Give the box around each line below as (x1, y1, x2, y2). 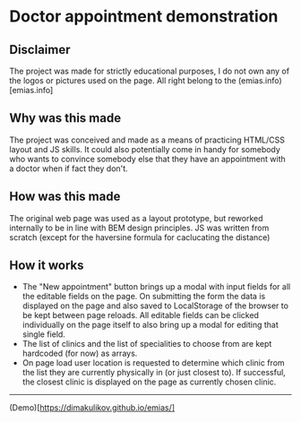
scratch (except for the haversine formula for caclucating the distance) (9, 231, 271, 243)
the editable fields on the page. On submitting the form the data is (21, 291, 266, 302)
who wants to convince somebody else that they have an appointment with (9, 153, 287, 164)
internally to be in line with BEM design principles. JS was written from (9, 222, 270, 233)
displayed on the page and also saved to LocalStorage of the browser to (21, 300, 289, 311)
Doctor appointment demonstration (9, 6, 279, 27)
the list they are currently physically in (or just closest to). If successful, (21, 367, 287, 378)
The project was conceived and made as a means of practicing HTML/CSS (9, 134, 285, 145)
